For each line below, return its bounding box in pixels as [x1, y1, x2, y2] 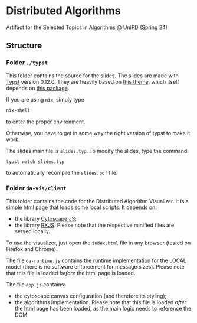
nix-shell [6, 107, 31, 113]
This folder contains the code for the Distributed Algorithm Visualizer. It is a [6, 197, 189, 204]
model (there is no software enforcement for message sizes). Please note [6, 263, 185, 270]
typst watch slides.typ [6, 158, 65, 165]
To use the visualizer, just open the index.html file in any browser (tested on [6, 239, 191, 246]
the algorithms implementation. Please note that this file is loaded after [14, 298, 187, 305]
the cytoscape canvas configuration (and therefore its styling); [14, 292, 167, 299]
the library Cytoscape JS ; [14, 215, 77, 222]
